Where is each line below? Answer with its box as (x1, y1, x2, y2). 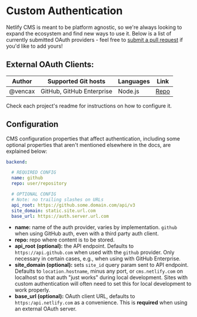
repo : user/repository (11, 181, 67, 187)
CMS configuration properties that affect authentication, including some (6, 135, 181, 142)
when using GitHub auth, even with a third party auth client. (14, 230, 159, 237)
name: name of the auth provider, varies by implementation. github (14, 224, 178, 231)
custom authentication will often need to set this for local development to (14, 280, 192, 287)
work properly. (14, 286, 51, 293)
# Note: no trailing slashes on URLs (11, 197, 104, 202)
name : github (11, 175, 44, 181)
